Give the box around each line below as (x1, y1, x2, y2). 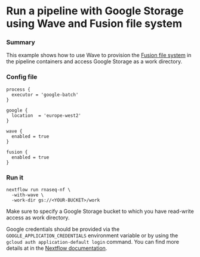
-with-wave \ (11, 192, 44, 198)
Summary (6, 38, 36, 47)
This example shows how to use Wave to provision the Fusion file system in (6, 52, 192, 59)
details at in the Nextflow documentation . (6, 244, 107, 252)
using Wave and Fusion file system (6, 17, 182, 30)
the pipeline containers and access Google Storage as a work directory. (6, 58, 183, 65)
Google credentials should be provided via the (6, 225, 120, 233)
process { (6, 86, 31, 92)
